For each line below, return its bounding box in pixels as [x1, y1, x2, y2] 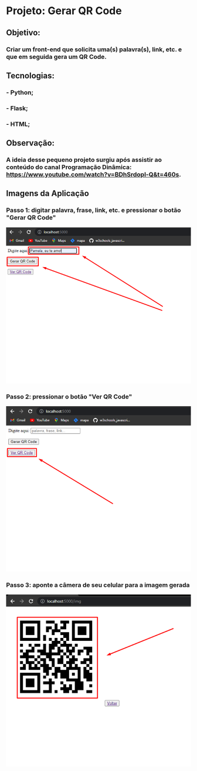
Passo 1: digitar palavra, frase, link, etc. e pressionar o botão [6, 206, 181, 214]
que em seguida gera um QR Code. [6, 52, 107, 61]
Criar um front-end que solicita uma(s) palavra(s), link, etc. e [6, 45, 182, 54]
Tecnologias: [6, 71, 55, 81]
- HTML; [6, 119, 30, 128]
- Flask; [6, 104, 28, 112]
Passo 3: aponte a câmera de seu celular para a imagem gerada [6, 581, 190, 589]
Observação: [6, 138, 55, 148]
